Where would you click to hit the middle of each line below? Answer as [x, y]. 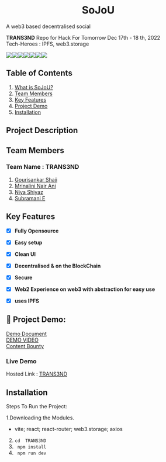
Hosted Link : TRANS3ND [37, 374]
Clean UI [25, 254]
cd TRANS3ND [30, 441]
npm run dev [32, 453]
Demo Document [26, 334]
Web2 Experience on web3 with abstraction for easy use [85, 289]
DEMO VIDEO [23, 340]
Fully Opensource [37, 231]
